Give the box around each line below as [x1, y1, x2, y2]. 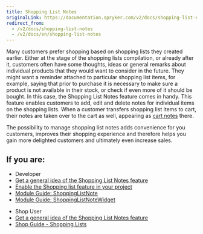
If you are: [6, 154, 45, 164]
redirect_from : [6, 20, 45, 26]
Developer [14, 170, 41, 177]
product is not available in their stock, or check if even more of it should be [6, 86, 193, 94]
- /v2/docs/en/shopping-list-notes [11, 31, 101, 37]
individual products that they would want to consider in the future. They [6, 67, 184, 74]
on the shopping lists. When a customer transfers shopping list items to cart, [6, 106, 196, 113]
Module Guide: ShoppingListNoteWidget [14, 196, 116, 203]
